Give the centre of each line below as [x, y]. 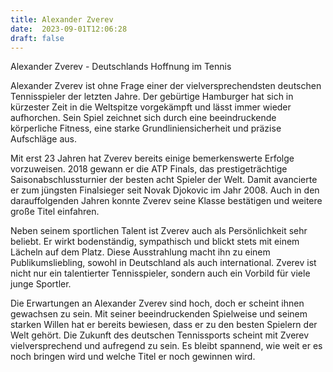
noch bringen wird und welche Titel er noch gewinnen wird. [133, 357]
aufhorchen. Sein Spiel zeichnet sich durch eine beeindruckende [143, 118]
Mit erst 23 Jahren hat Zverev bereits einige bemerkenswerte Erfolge [152, 158]
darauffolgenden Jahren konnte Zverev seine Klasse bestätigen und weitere [166, 201]
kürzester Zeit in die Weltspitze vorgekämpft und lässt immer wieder [151, 107]
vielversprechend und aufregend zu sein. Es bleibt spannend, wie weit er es [166, 346]
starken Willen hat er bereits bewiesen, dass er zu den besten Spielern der [164, 325]
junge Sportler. [41, 284]
